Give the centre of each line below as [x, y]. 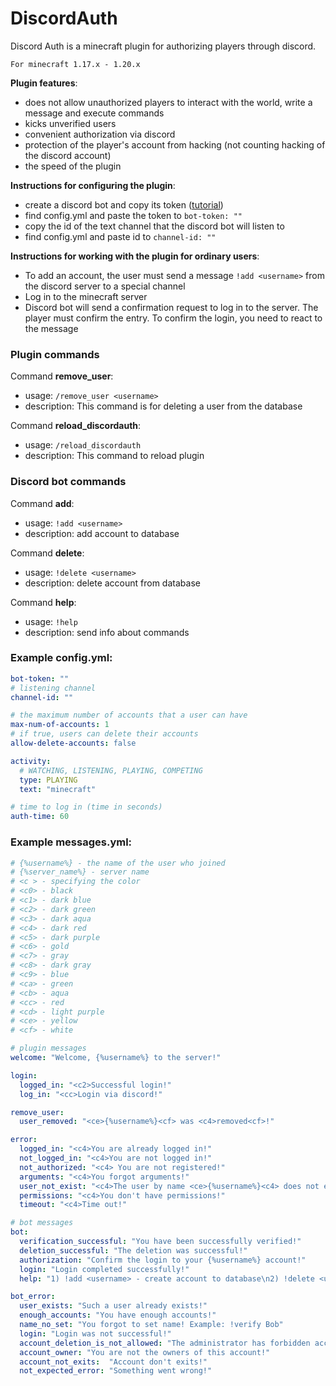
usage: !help [51, 621]
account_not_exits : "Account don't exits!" [113, 1362]
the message [51, 328]
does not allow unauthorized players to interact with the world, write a [168, 102]
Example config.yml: [61, 658]
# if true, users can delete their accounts [104, 734]
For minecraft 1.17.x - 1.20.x [75, 64]
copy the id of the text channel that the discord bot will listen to [154, 226]
